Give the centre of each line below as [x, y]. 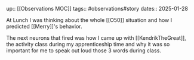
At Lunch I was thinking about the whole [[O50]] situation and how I [89, 20]
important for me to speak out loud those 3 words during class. [84, 50]
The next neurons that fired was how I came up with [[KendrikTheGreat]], [96, 38]
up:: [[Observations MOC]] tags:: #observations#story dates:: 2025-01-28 [97, 9]
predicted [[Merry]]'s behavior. [44, 26]
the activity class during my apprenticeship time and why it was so [88, 44]
